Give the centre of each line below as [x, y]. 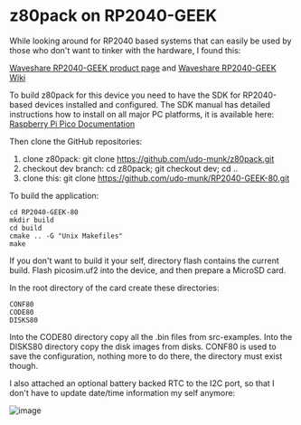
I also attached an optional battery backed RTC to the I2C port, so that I [142, 383]
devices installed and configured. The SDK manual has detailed [153, 104]
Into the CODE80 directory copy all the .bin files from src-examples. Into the [151, 336]
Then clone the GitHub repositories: [76, 141]
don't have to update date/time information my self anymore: [122, 392]
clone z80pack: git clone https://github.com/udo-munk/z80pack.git [148, 158]
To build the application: [54, 195]
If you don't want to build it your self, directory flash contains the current [145, 260]
